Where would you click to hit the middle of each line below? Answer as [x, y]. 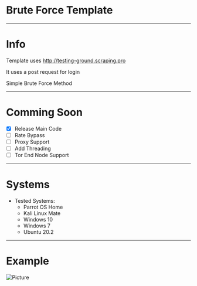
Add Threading [33, 148]
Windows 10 [38, 220]
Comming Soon [45, 113]
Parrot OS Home [43, 207]
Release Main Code [38, 128]
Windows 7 [37, 226]
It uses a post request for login [43, 71]
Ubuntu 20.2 [38, 232]
